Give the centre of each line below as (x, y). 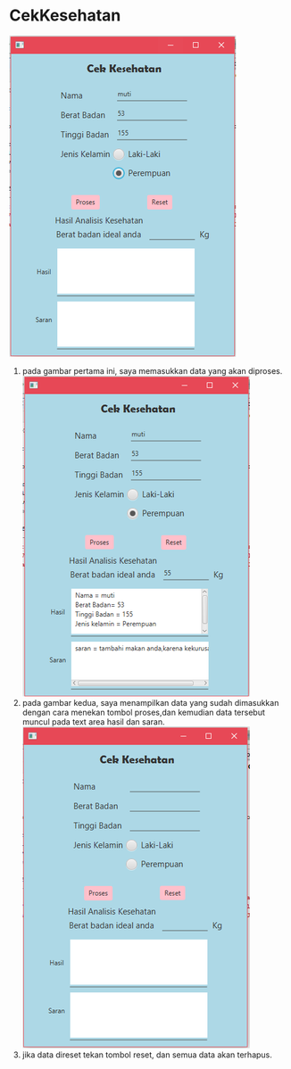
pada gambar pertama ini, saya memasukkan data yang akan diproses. (152, 370)
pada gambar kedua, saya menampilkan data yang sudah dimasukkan (150, 702)
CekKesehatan (65, 16)
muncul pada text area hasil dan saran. (93, 721)
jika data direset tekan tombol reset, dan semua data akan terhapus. (147, 1055)
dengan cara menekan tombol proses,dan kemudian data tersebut (144, 712)
